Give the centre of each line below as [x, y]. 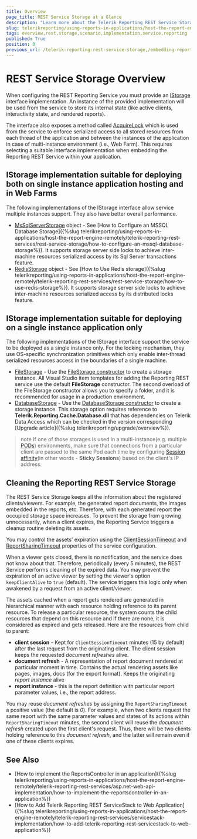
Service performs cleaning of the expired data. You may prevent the [88, 570]
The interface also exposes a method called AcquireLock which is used [92, 125]
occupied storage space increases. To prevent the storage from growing [94, 516]
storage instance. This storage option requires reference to [86, 410]
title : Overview [26, 11]
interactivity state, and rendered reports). [56, 114]
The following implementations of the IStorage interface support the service [98, 342]
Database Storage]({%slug [47, 231]
